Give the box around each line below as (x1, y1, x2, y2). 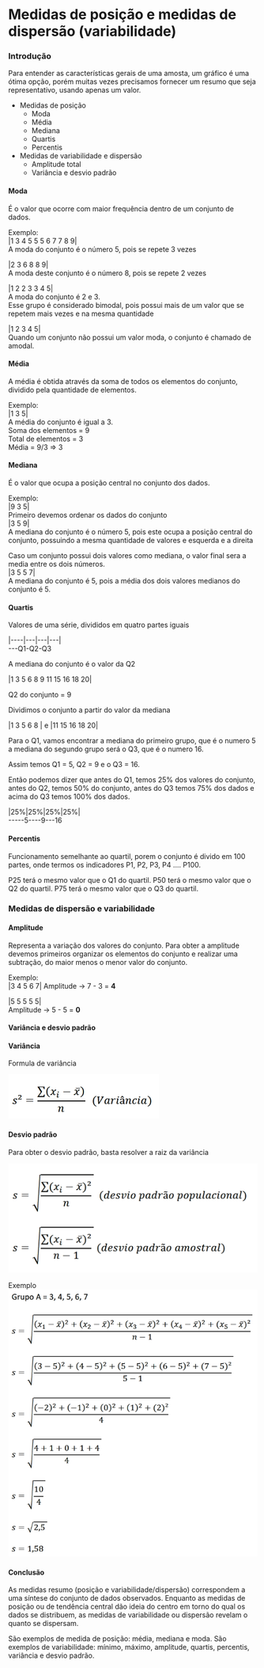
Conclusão (8, 1567, 45, 1577)
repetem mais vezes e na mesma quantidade (8, 309, 154, 318)
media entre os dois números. (8, 560, 105, 569)
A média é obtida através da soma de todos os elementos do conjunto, (8, 376, 239, 386)
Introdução (8, 51, 51, 62)
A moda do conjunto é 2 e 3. (8, 291, 100, 302)
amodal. (8, 340, 35, 350)
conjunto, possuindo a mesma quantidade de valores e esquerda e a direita (8, 536, 254, 545)
